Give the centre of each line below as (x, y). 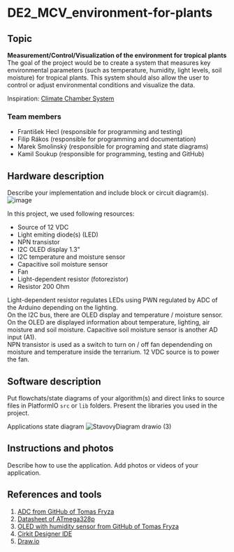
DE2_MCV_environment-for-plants (110, 13)
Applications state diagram (46, 426)
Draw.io (28, 541)
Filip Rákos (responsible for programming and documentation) (107, 139)
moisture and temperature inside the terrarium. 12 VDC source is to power (114, 352)
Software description (54, 381)
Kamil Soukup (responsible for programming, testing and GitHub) (111, 154)
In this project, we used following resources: (71, 214)
